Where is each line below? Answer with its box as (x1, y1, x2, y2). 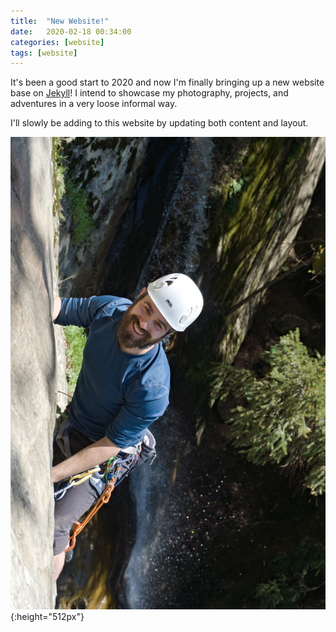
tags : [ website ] (10, 48, 78, 58)
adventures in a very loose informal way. (10, 98, 178, 110)
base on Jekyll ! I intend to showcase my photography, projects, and (10, 87, 289, 99)
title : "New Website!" (10, 16, 110, 26)
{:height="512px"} (10, 610, 85, 622)
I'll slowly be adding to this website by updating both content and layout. (10, 117, 309, 129)
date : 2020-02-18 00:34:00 (10, 26, 132, 37)
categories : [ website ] (10, 37, 105, 47)
